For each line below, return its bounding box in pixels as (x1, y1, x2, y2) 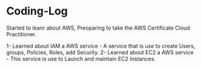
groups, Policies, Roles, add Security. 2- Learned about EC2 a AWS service (6, 48, 194, 56)
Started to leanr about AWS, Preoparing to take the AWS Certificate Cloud (6, 24, 190, 31)
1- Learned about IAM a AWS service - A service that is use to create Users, (6, 42, 196, 49)
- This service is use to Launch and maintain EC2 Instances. (6, 55, 156, 62)
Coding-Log (6, 4, 68, 18)
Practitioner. (6, 30, 37, 37)
